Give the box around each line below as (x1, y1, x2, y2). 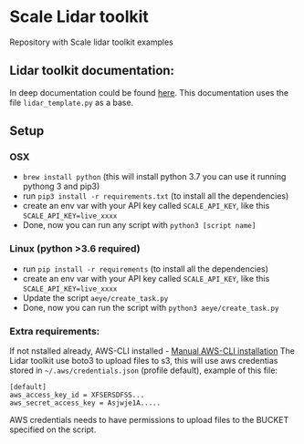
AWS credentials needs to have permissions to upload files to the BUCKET (9, 415, 289, 426)
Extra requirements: (9, 325, 100, 337)
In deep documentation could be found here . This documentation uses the (9, 87, 289, 98)
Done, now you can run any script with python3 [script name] (22, 220, 257, 231)
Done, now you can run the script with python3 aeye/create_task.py (22, 302, 279, 313)
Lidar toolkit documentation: (9, 63, 175, 78)
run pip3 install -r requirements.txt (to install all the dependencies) (22, 191, 289, 201)
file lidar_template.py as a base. (9, 97, 134, 108)
